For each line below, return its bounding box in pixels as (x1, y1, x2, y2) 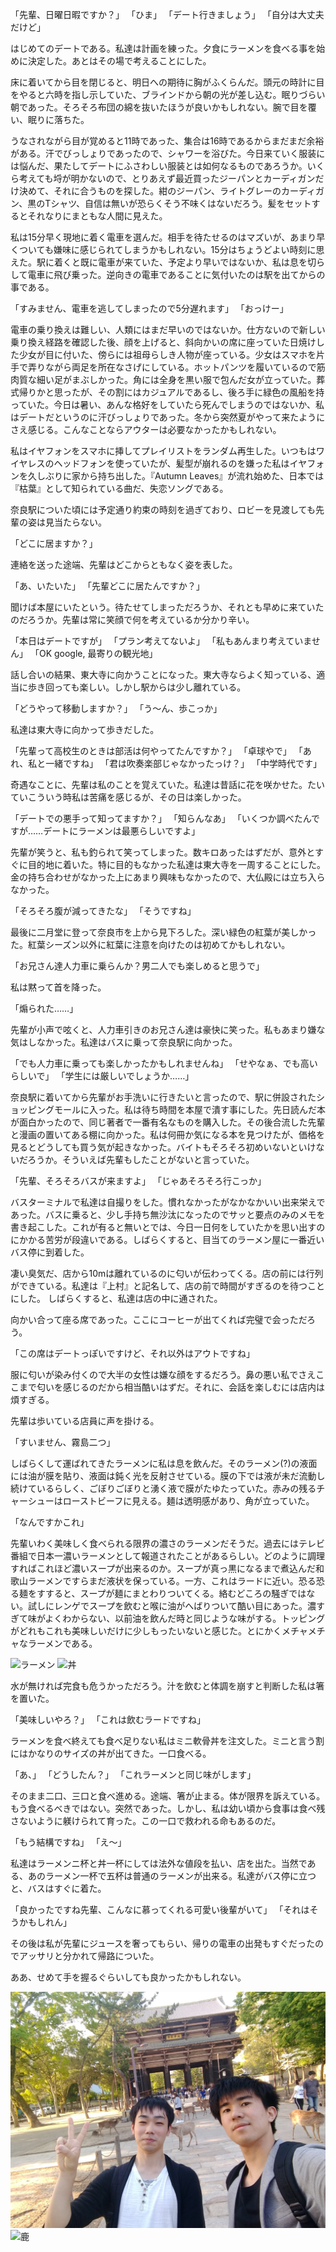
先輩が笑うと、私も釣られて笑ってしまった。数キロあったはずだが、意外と (10, 846, 315, 858)
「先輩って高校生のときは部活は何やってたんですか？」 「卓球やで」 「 (10, 745, 303, 757)
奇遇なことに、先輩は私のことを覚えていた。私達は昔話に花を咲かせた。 (10, 779, 308, 790)
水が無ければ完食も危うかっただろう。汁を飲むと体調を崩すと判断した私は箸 (10, 1680, 325, 1692)
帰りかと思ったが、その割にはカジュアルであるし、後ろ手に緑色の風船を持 (18, 386, 325, 398)
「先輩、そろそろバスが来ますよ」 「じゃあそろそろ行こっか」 (10, 1175, 267, 1187)
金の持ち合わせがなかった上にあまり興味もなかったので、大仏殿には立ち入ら (10, 871, 326, 883)
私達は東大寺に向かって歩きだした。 (10, 724, 160, 735)
